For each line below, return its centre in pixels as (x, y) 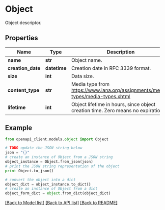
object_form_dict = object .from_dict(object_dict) (58, 193)
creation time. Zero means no (105, 110)
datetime (56, 68)
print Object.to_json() (29, 171)
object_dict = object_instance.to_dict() (48, 184)
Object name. (86, 60)
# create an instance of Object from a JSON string (59, 157)
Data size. (82, 76)
